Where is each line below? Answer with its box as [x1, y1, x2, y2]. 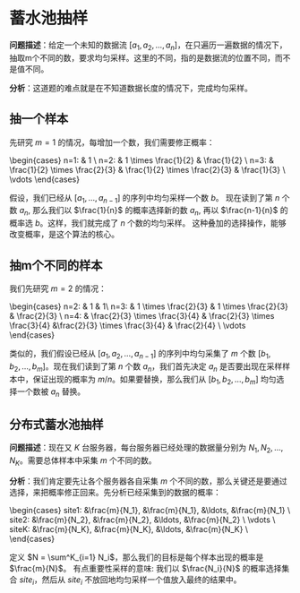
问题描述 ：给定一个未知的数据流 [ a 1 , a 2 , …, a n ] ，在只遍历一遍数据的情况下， [9, 39, 287, 52]
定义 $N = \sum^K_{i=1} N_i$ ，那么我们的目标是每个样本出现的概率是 [9, 552, 264, 563]
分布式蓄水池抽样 [9, 417, 104, 432]
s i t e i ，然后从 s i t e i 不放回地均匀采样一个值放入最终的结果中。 [19, 574, 242, 587]
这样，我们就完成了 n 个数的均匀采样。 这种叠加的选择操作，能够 [47, 218, 287, 228]
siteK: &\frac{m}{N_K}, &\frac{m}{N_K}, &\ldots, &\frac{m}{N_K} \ [9, 523, 249, 534]
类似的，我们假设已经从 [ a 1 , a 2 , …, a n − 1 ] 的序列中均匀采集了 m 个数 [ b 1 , [9, 348, 271, 361]
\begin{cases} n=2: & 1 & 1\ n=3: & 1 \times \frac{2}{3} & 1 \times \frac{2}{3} [9, 301, 289, 312]
